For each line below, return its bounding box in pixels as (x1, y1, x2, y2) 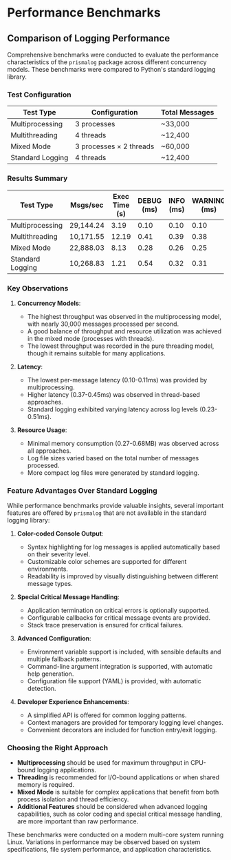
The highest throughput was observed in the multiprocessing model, (27, 312, 221, 320)
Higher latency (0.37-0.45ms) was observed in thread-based (27, 390, 201, 398)
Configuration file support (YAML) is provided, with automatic (27, 677, 201, 685)
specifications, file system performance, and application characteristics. (7, 846, 212, 854)
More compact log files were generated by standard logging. (27, 468, 199, 477)
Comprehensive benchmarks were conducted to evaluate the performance (7, 50, 219, 59)
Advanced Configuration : (16, 634, 91, 643)
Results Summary (7, 174, 68, 184)
